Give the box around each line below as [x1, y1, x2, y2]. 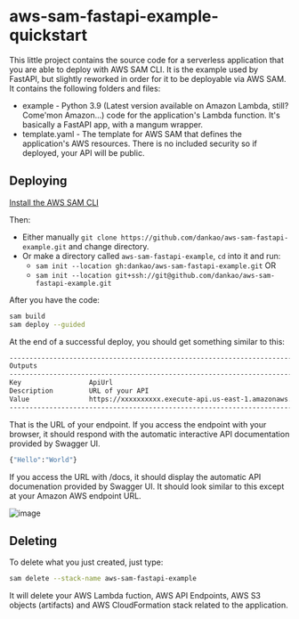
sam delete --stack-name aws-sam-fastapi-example [9, 574, 198, 583]
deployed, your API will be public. [21, 147, 145, 158]
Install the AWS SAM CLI [9, 197, 100, 208]
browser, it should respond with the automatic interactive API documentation [9, 428, 290, 439]
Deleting [9, 533, 58, 549]
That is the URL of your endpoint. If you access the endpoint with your [9, 419, 267, 429]
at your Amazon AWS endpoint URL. [9, 490, 141, 501]
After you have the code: [9, 294, 101, 305]
